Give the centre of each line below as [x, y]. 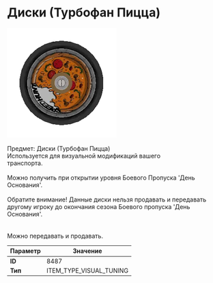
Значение [87, 251]
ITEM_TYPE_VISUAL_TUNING [87, 270]
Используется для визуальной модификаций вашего [84, 156]
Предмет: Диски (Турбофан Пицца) [59, 148]
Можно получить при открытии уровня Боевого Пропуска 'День [101, 177]
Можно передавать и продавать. [55, 236]
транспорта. [25, 163]
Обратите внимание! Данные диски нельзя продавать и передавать [107, 199]
